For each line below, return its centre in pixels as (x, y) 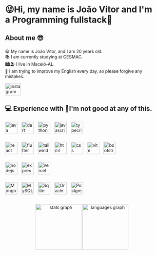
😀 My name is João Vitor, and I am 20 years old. (54, 51)
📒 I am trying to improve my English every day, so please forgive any (74, 71)
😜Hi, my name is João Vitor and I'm (79, 10)
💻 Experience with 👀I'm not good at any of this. (78, 108)
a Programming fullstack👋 (59, 20)
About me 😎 (24, 38)
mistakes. (15, 76)
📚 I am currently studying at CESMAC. (44, 57)
